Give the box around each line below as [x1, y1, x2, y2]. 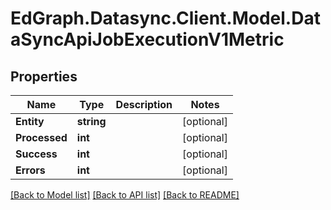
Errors [15, 163, 46, 177]
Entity [15, 115, 45, 128]
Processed [15, 131, 68, 144]
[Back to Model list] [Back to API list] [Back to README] [10, 189, 240, 201]
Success [15, 147, 58, 161]
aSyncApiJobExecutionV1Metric [10, 28, 285, 51]
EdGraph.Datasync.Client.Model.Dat [10, 7, 321, 30]
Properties [10, 68, 78, 85]
